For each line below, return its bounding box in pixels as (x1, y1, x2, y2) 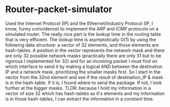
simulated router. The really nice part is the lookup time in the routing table (5, 31, 161, 37)
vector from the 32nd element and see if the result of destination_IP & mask (5, 74, 163, 80)
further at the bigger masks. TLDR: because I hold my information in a (5, 85, 151, 91)
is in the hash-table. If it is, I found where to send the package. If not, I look (5, 80, 162, 86)
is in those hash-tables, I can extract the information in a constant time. (5, 95, 154, 102)
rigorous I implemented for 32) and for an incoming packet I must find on (5, 58, 158, 64)
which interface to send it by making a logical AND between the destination (5, 63, 163, 69)
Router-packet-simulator (5, 4, 113, 15)
